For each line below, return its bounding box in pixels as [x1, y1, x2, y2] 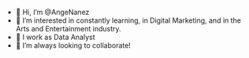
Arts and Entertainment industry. [15, 24, 121, 33]
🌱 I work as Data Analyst [15, 32, 96, 42]
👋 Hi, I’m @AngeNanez [15, 8, 90, 16]
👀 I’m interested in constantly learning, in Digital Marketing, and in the [15, 16, 242, 25]
